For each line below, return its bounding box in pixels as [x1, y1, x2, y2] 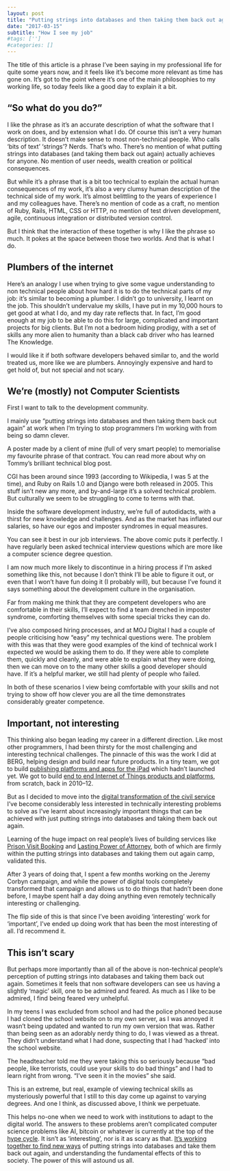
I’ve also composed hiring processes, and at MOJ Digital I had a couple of [7, 626, 216, 634]
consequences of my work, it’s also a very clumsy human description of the [7, 184, 220, 192]
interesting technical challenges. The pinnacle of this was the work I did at [7, 751, 217, 759]
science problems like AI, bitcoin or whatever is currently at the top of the [7, 1127, 214, 1135]
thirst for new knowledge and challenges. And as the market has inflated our [7, 515, 222, 523]
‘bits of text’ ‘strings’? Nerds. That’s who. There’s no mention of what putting [7, 142, 222, 151]
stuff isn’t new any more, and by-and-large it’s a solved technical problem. [7, 487, 217, 495]
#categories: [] [7, 42, 53, 49]
